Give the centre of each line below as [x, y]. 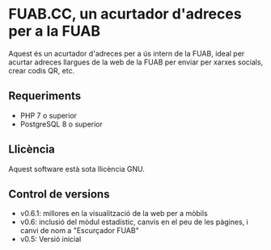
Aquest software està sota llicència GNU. [77, 169]
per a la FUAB [55, 31]
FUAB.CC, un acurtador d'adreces [125, 14]
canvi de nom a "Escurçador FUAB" [79, 231]
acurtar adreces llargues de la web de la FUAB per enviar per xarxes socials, [136, 62]
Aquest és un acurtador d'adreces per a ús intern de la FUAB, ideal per [127, 53]
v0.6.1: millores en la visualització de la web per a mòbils [114, 214]
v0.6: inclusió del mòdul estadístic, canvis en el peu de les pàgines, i [134, 222]
